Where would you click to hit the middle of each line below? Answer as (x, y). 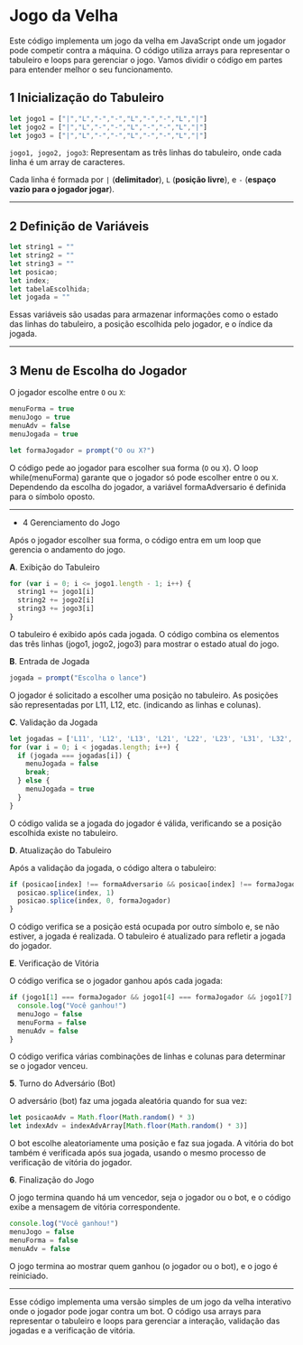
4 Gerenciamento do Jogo (71, 522)
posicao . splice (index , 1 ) (66, 893)
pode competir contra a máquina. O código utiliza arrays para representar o (150, 50)
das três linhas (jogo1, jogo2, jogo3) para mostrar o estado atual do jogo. (144, 644)
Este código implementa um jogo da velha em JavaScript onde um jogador (148, 41)
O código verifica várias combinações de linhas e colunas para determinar (147, 1056)
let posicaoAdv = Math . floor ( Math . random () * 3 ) (102, 1118)
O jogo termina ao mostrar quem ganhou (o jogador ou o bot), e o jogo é (143, 1266)
